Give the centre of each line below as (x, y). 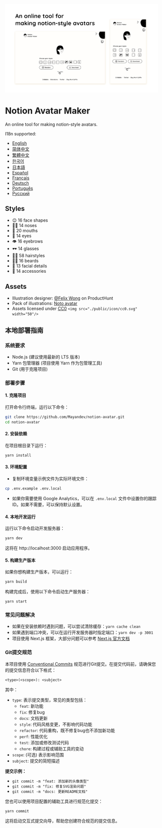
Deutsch (20, 183)
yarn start (16, 602)
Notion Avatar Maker (48, 111)
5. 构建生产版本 (20, 560)
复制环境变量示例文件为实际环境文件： (50, 479)
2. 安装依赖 (16, 434)
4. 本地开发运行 (20, 517)
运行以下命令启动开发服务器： (35, 528)
